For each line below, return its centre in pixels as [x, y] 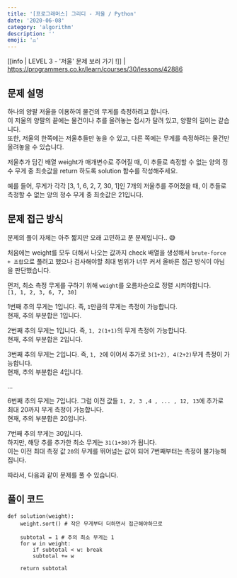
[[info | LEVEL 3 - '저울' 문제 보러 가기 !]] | [67, 62]
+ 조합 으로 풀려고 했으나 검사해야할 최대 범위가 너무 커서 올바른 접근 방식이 [110, 261]
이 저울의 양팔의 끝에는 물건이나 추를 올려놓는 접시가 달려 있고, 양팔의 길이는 [112, 120]
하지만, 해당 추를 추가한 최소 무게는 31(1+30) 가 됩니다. [82, 442]
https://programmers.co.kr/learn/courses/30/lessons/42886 [95, 69]
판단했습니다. [33, 270]
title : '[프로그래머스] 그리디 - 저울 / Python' [72, 14]
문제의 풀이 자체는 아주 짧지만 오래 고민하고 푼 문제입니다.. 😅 [92, 237]
